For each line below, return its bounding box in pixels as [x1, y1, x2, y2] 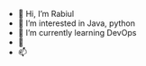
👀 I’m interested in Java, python [17, 18, 135, 29]
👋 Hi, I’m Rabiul [17, 9, 75, 19]
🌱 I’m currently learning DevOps [17, 28, 137, 37]
